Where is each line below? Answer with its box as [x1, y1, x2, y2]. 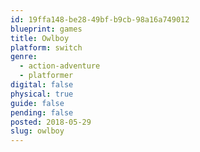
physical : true [10, 89, 74, 99]
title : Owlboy [10, 33, 70, 43]
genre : [10, 52, 38, 62]
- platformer [19, 71, 74, 81]
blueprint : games [10, 24, 83, 34]
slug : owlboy [10, 126, 65, 136]
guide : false [10, 98, 65, 108]
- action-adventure [19, 61, 101, 71]
